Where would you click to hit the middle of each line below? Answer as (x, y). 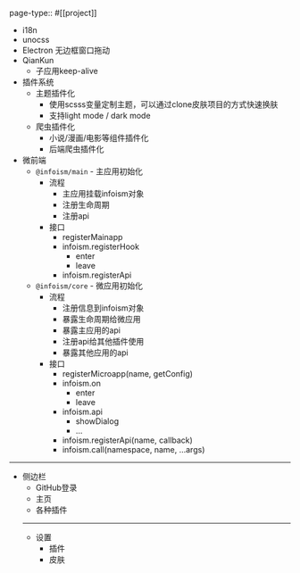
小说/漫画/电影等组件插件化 (99, 138)
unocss (36, 40)
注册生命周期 (86, 205)
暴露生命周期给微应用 (101, 319)
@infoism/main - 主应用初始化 (89, 171)
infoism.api (82, 411)
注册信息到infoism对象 (103, 308)
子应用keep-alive (67, 71)
